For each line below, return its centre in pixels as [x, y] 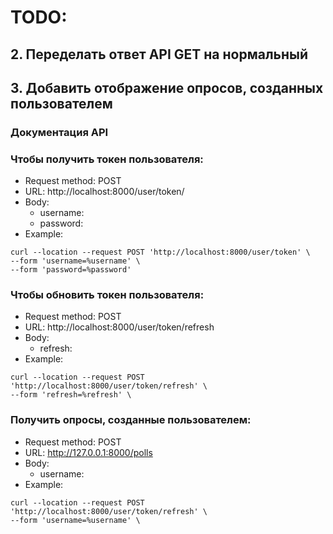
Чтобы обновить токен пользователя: [107, 295]
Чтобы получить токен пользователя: [107, 159]
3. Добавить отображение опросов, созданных [167, 87]
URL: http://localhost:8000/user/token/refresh [119, 327]
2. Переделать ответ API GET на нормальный [159, 54]
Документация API [59, 132]
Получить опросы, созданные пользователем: [131, 420]
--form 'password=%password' [71, 270]
